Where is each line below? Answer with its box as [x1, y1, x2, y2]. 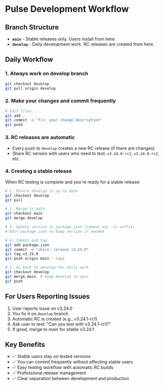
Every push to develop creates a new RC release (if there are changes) [12, 145, 155, 151]
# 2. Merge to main [5, 206, 45, 212]
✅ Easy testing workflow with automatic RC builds [12, 364, 114, 370]
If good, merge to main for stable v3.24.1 [12, 326, 94, 332]
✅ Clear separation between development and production [12, 376, 129, 382]
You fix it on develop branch [12, 310, 69, 316]
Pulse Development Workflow [5, 3, 129, 15]
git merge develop [5, 216, 43, 221]
